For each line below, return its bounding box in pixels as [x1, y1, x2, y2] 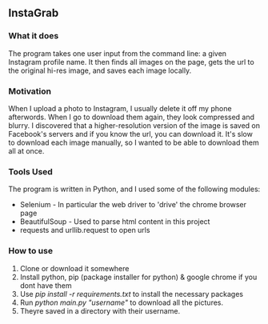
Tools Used [8, 166, 54, 177]
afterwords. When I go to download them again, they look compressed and [8, 112, 254, 122]
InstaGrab [8, 6, 59, 20]
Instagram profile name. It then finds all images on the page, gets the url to [8, 57, 254, 66]
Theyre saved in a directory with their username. [19, 306, 181, 315]
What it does [8, 30, 59, 42]
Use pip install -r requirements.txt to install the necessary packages [19, 289, 244, 298]
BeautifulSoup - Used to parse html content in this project [19, 217, 210, 226]
